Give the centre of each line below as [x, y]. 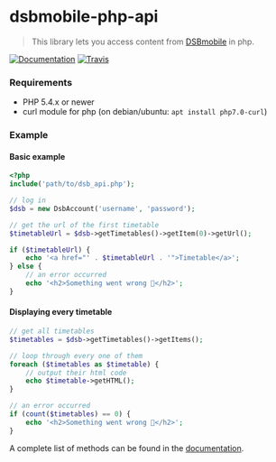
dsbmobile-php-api [84, 17]
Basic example [37, 156]
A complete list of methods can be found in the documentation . [127, 448]
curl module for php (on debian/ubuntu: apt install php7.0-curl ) [145, 112]
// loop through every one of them [76, 356]
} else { [26, 267]
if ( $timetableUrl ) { [50, 250]
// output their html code [76, 373]
